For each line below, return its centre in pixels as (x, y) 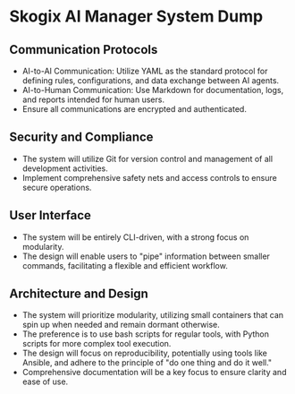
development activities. (65, 168)
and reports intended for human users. (93, 99)
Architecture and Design (79, 294)
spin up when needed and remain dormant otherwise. (121, 325)
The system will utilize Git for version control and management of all (147, 158)
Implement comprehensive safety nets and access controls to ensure (149, 177)
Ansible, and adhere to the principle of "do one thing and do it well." (147, 363)
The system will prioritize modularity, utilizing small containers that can (153, 315)
